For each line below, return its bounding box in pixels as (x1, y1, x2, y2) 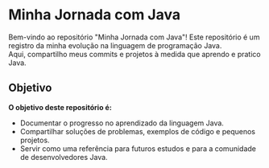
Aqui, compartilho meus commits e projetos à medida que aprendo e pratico (8, 49, 261, 59)
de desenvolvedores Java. (19, 152, 108, 162)
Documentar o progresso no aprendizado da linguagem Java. (19, 118, 224, 128)
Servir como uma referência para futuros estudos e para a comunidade (19, 143, 256, 154)
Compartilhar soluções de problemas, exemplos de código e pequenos (19, 126, 256, 136)
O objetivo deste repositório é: (8, 102, 113, 112)
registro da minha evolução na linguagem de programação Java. (8, 40, 222, 50)
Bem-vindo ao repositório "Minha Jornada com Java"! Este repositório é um (8, 32, 260, 42)
